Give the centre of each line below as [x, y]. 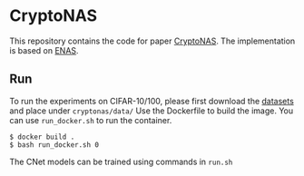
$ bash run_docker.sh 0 [54, 145]
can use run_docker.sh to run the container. [91, 120]
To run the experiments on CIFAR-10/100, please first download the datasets [152, 101]
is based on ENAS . [44, 50]
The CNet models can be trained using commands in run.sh [121, 161]
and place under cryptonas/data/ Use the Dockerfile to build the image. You [152, 111]
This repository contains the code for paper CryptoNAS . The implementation [152, 41]
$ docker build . [42, 137]
